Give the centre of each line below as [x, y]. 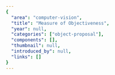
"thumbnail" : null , [36, 46]
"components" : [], [35, 40]
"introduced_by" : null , [41, 51]
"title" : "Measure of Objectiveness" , [61, 23]
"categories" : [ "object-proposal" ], [57, 34]
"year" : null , [29, 29]
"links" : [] [26, 57]
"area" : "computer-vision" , [47, 18]
